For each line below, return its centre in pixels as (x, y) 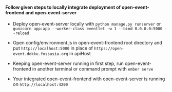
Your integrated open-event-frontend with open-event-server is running (89, 79)
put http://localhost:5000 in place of (53, 48)
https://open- (109, 49)
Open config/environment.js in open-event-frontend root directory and (88, 43)
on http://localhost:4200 (40, 84)
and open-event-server (51, 12)
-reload (21, 33)
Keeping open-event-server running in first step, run (68, 63)
